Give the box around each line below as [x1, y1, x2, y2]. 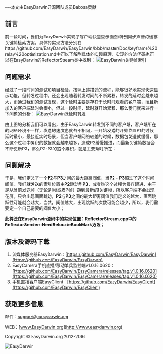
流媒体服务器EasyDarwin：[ [12, 251, 67, 257]
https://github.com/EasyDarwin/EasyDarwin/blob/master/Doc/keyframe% [5, 45, 152, 51]
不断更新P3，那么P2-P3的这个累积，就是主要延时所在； [5, 146, 117, 151]
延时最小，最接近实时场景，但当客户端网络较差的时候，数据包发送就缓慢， [5, 133, 154, 139]
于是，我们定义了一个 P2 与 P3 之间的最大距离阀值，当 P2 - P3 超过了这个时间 [5, 175, 155, 181]
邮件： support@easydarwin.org [5, 314, 69, 320]
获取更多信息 [5, 300, 44, 308]
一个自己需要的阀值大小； [13, 205, 65, 211]
